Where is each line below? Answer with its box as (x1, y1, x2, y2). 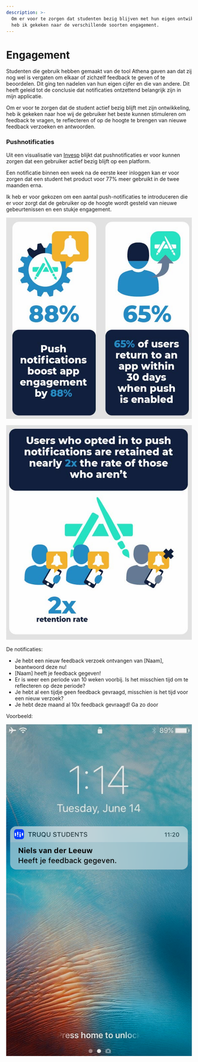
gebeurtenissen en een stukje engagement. (6, 206, 112, 213)
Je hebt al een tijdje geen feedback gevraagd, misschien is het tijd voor (14, 688, 189, 696)
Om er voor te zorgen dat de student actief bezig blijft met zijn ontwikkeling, (6, 104, 190, 112)
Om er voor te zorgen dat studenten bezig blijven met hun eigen (11, 15, 176, 22)
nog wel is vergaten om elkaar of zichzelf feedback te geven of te (6, 74, 166, 81)
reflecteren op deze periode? (14, 683, 85, 690)
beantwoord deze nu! (14, 664, 67, 671)
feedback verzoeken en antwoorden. (6, 123, 96, 130)
